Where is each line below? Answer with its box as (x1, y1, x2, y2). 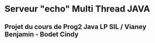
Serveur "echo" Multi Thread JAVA (4, 3, 150, 14)
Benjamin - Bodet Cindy (4, 30, 79, 38)
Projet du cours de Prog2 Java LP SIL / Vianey (4, 23, 147, 31)
